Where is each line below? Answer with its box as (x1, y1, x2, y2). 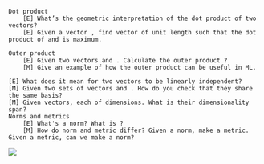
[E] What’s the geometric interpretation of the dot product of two (22, 14, 257, 22)
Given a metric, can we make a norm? (8, 134, 135, 142)
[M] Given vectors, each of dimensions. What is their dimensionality (8, 98, 250, 106)
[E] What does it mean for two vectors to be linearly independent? (8, 78, 242, 86)
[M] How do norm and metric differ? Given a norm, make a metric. (22, 126, 250, 134)
